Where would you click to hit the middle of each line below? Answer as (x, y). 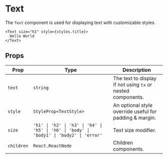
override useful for (135, 111)
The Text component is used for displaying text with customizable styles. (80, 22)
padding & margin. (135, 117)
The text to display (135, 78)
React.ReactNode (52, 146)
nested (121, 90)
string (41, 87)
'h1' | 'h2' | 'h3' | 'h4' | (68, 125)
